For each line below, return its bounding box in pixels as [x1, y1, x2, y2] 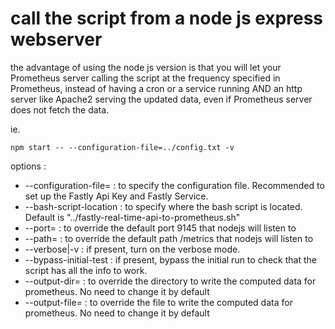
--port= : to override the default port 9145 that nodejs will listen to [24, 222, 297, 234]
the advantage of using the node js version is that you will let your [10, 61, 282, 73]
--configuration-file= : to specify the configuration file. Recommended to [24, 179, 325, 191]
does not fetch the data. [10, 103, 110, 116]
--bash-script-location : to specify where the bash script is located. [24, 200, 303, 212]
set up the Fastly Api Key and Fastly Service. [24, 190, 209, 202]
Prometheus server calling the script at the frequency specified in [10, 72, 281, 84]
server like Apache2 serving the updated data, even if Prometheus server [10, 93, 313, 105]
